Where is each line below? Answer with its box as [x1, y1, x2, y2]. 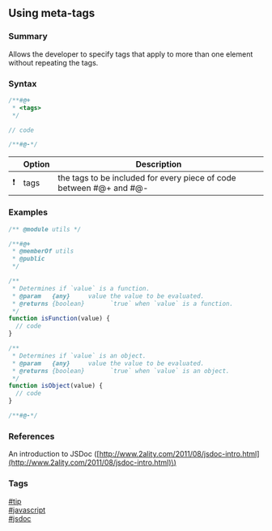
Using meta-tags [8, 6, 96, 20]
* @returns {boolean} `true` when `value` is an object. [11, 367, 230, 375]
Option [23, 159, 50, 170]
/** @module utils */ [8, 225, 82, 233]
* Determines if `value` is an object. [11, 351, 147, 359]
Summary [8, 31, 49, 42]
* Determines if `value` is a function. [11, 284, 151, 292]
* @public [11, 255, 45, 263]
